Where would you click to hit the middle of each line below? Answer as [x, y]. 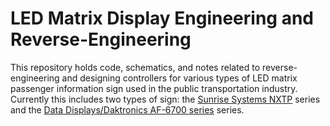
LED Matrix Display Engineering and [162, 18]
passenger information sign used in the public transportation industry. [154, 88]
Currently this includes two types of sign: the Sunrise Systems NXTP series [165, 99]
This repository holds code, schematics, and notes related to [135, 67]
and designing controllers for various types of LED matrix [179, 78]
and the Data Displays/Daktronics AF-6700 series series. [127, 109]
